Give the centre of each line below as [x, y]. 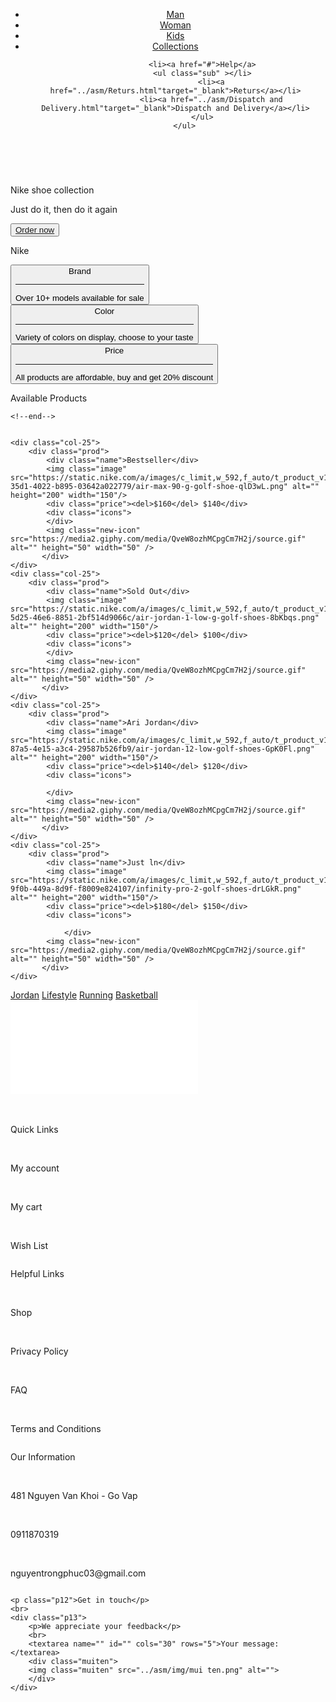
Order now [35, 230]
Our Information [43, 1456]
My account [35, 1168]
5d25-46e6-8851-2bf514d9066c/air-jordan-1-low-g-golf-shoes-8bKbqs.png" [165, 617]
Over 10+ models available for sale [80, 297]
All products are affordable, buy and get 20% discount [114, 377]
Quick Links [34, 1129]
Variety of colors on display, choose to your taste [104, 337]
